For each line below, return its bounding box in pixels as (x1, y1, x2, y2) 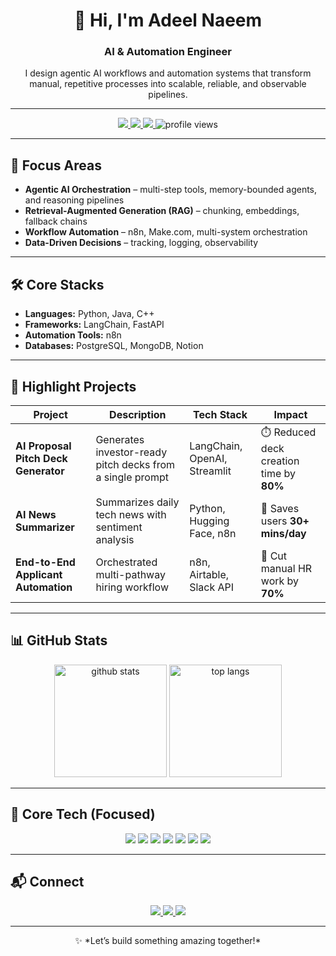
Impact (273, 407, 308, 421)
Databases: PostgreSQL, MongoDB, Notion (24, 340, 204, 352)
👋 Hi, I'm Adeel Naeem (73, 9, 263, 32)
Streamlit (189, 464, 232, 478)
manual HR (260, 561, 313, 575)
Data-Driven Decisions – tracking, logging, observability (24, 237, 259, 249)
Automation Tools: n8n (24, 329, 122, 341)
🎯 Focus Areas (10, 157, 102, 174)
